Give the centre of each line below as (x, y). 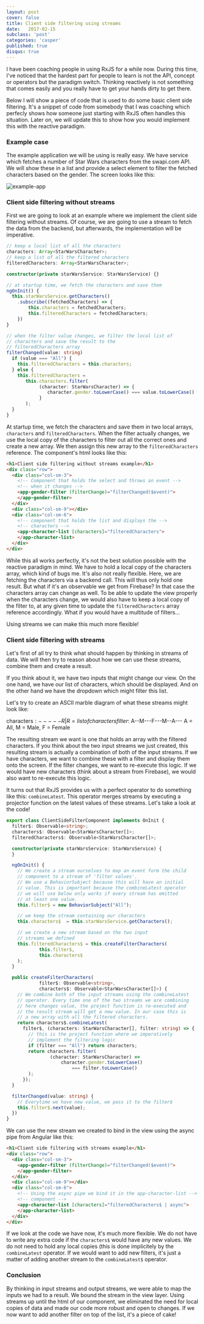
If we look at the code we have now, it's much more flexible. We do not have (102, 1233)
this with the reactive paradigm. (46, 126)
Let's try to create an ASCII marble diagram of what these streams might (97, 703)
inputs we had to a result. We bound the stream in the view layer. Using (95, 1295)
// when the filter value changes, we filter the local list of (90, 336)
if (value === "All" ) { (42, 358)
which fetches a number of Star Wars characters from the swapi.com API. (99, 162)
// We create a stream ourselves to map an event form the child (102, 871)
